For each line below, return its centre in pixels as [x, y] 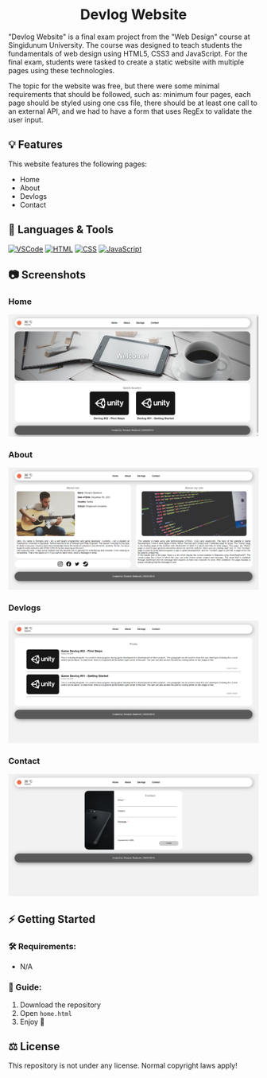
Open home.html [46, 1013]
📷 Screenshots [47, 275]
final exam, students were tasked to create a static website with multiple [126, 62]
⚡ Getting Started [52, 919]
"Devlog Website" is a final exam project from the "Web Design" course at [129, 37]
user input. [26, 119]
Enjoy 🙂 [32, 1022]
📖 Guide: [25, 987]
